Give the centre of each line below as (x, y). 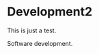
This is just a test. (32, 30)
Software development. (40, 43)
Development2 (50, 12)
